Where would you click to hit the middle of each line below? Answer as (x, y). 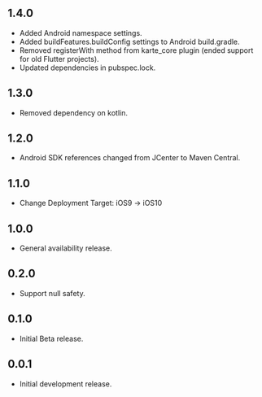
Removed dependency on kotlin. (73, 112)
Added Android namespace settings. (81, 33)
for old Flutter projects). (59, 59)
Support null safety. (52, 293)
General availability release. (65, 248)
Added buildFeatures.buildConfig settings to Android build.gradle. (130, 41)
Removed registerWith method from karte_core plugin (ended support (136, 50)
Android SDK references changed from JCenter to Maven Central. (130, 158)
